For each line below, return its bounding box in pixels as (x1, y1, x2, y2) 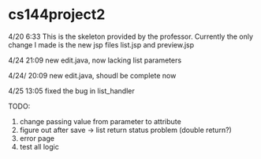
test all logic (19, 142, 59, 151)
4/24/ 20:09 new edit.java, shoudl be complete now (8, 70, 177, 80)
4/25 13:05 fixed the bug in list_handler (8, 85, 136, 96)
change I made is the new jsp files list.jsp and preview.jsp (8, 40, 195, 49)
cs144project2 (8, 6, 106, 24)
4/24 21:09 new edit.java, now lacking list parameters (8, 55, 182, 65)
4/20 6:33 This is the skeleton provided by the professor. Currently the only (8, 32, 254, 41)
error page (19, 133, 55, 143)
